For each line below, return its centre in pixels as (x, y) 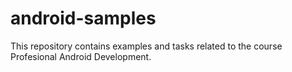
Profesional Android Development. (81, 56)
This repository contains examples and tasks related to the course (146, 46)
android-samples (83, 18)
